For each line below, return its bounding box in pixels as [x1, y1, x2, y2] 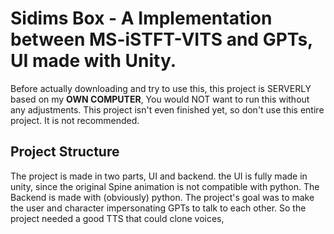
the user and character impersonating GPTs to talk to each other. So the [10, 202, 307, 214]
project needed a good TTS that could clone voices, [10, 212, 225, 224]
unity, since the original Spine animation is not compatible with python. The [10, 180, 320, 192]
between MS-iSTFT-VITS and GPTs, [10, 28, 313, 51]
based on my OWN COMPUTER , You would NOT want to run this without [10, 93, 310, 105]
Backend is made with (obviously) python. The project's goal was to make [10, 191, 315, 203]
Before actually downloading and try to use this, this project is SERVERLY [10, 82, 312, 94]
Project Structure [10, 143, 120, 161]
